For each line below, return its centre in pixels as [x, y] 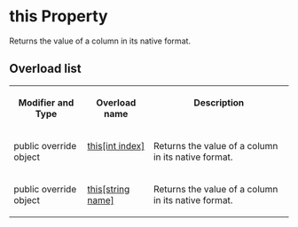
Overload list [45, 69]
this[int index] [116, 145]
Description [219, 102]
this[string [109, 189]
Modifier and [46, 102]
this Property [59, 16]
